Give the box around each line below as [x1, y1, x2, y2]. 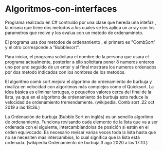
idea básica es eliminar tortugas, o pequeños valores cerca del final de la [5, 89, 152, 95]
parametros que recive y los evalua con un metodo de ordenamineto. [5, 30, 144, 35]
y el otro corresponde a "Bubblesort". [5, 44, 80, 50]
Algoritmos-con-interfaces [5, 3, 117, 15]
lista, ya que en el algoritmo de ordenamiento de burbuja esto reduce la [5, 94, 148, 100]
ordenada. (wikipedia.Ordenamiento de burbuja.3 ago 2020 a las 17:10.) [5, 139, 148, 145]
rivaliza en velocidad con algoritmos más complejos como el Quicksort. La [5, 83, 154, 89]
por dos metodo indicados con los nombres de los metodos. [5, 69, 126, 75]
